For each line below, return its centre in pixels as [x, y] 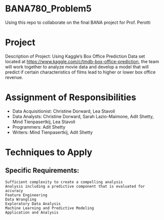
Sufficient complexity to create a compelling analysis [64, 182]
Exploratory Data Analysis [33, 204]
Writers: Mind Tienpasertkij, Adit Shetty [53, 132]
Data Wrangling [21, 199]
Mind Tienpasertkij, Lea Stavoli [44, 122]
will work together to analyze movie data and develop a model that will [77, 67]
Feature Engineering [27, 195]
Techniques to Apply [49, 152]
